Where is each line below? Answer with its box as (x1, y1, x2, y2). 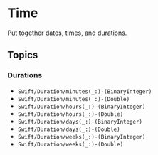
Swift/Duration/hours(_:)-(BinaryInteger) (17, 103, 146, 110)
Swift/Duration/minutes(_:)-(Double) (17, 95, 130, 102)
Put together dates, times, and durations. (7, 28, 127, 37)
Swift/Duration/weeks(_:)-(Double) (17, 141, 124, 148)
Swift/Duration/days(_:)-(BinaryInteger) (17, 118, 142, 125)
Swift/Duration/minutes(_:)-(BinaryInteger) (17, 87, 152, 95)
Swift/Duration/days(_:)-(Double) (17, 126, 120, 133)
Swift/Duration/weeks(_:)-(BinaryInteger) (17, 133, 146, 140)
